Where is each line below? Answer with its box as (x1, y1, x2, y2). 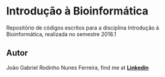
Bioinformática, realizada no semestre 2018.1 (6, 30, 116, 37)
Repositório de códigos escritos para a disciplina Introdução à (6, 24, 160, 31)
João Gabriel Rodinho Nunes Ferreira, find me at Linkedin (6, 64, 149, 71)
